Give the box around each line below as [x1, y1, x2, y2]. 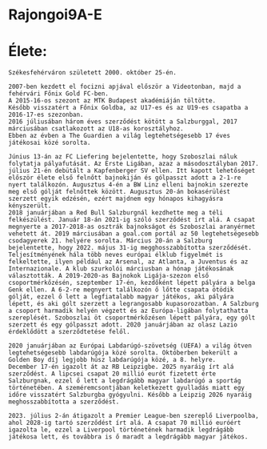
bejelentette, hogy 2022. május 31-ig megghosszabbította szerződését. [8, 244, 252, 252]
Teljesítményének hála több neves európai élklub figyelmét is [8, 251, 224, 259]
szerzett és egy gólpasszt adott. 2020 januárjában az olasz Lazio [8, 321, 238, 329]
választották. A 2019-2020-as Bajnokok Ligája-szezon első [8, 272, 209, 280]
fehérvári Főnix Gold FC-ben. [8, 90, 110, 98]
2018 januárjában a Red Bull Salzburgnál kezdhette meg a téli [8, 209, 224, 217]
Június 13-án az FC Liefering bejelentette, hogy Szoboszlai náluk [8, 153, 238, 161]
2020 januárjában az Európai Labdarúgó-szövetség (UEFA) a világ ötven [8, 342, 252, 350]
